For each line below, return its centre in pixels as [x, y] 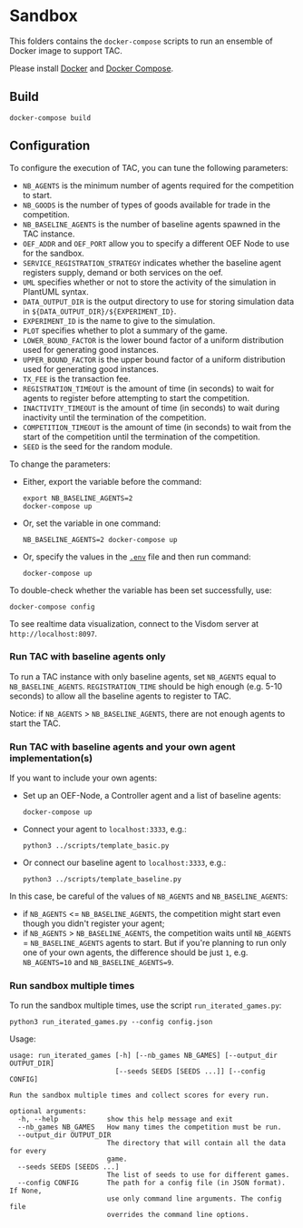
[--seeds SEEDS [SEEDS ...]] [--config [190, 1072]
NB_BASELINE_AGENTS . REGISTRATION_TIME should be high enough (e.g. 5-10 [146, 686]
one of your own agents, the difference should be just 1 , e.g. [135, 952]
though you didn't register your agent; [93, 923]
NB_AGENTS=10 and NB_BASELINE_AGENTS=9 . [98, 962]
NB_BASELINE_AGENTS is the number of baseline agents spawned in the [151, 224]
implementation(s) [51, 758]
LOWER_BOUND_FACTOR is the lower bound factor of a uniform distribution [153, 340]
